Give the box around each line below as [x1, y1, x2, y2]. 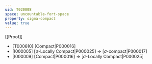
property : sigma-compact [5, 16, 56, 21]
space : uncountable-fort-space [5, 12, 69, 16]
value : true [5, 20, 29, 26]
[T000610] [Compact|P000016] [12, 43, 76, 49]
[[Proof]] [5, 34, 23, 40]
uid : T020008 [5, 7, 32, 12]
